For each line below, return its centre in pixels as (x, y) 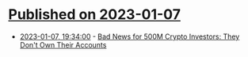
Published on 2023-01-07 (94, 15)
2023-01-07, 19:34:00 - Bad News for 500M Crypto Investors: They (130, 36)
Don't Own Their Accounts (63, 44)
